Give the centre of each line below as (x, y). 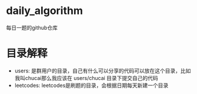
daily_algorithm (45, 11)
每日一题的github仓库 (32, 27)
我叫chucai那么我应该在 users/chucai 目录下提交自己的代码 (86, 78)
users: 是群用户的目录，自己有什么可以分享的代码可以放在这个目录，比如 (103, 71)
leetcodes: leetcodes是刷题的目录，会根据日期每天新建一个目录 (91, 85)
